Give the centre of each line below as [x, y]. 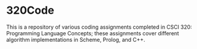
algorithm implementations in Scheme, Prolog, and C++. [76, 39]
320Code [30, 10]
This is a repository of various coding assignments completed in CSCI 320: [99, 27]
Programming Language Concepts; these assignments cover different [93, 33]
